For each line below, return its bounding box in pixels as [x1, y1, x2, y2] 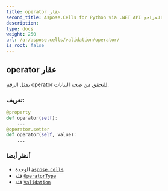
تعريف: [6, 96, 25, 104]
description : [6, 20, 39, 26]
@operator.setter [6, 126, 50, 133]
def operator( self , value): [6, 132, 77, 138]
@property [6, 109, 31, 115]
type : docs [6, 25, 34, 32]
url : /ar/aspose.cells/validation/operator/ [6, 37, 120, 43]
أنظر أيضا [6, 152, 31, 160]
